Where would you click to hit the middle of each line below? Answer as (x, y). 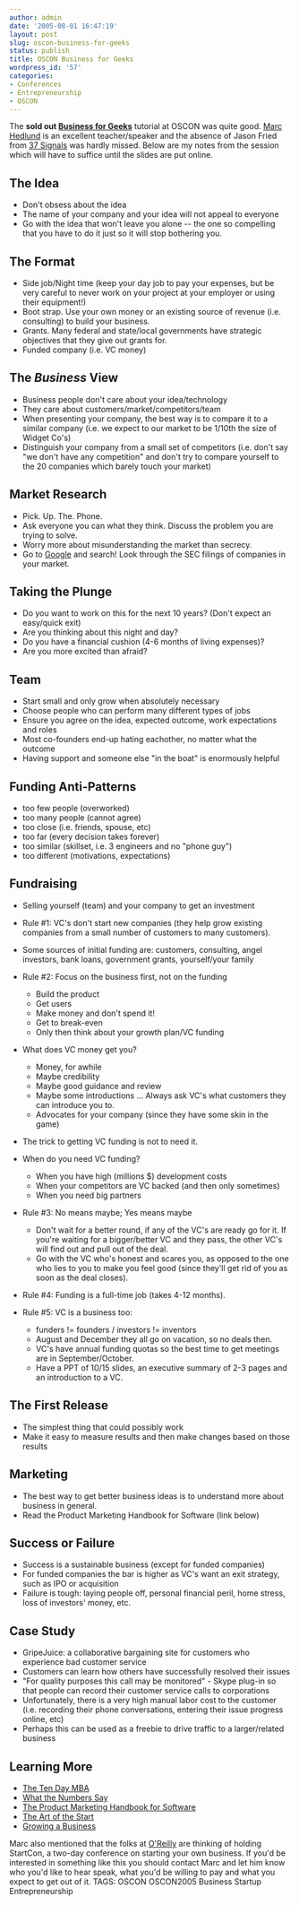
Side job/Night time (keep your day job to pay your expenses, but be (148, 283)
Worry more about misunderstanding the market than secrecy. (137, 544)
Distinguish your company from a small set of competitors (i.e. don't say (155, 447)
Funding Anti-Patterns (73, 787)
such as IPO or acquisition (70, 1584)
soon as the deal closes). (82, 1277)
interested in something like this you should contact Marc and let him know (147, 1862)
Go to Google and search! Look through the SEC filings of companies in (154, 554)
